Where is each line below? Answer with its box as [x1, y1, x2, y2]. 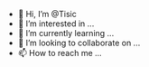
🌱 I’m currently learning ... [17, 28, 115, 38]
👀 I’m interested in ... [17, 18, 95, 29]
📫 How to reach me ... [17, 48, 102, 58]
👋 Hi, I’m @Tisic [17, 9, 77, 19]
